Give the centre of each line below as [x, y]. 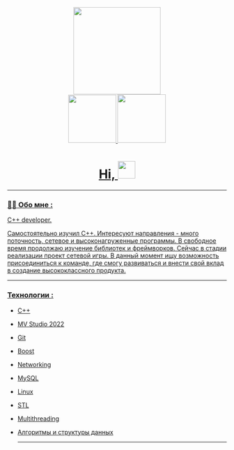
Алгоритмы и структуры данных [65, 432]
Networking [34, 364]
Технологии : [30, 295]
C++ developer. [30, 220]
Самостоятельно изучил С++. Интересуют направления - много [103, 234]
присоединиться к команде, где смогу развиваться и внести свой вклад [116, 263]
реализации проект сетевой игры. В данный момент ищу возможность [113, 256]
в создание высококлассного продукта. [67, 271]
